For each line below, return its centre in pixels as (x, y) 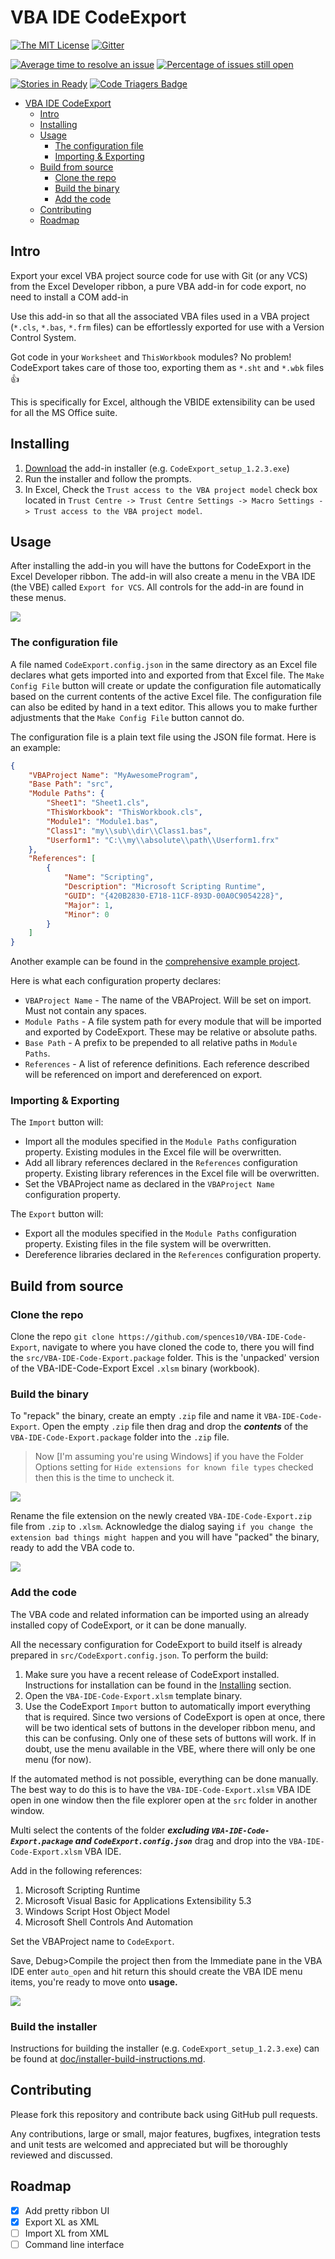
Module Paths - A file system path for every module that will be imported (173, 1022)
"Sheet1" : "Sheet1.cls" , (98, 803)
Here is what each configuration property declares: (116, 981)
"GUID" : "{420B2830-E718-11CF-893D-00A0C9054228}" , (173, 896)
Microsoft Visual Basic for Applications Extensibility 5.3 (138, 1900)
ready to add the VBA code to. (72, 1548)
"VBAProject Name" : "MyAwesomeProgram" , (113, 775)
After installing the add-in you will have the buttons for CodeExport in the (161, 566)
